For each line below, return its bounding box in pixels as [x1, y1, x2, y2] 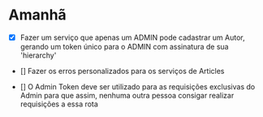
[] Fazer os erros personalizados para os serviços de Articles [19, 67, 225, 76]
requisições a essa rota [19, 99, 99, 109]
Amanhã [8, 6, 67, 24]
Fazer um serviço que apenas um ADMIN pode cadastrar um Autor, [19, 32, 245, 42]
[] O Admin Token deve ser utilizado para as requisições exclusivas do [19, 82, 256, 91]
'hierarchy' [19, 50, 57, 60]
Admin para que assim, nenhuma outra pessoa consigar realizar [19, 91, 235, 100]
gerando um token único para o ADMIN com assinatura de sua [19, 42, 229, 51]
